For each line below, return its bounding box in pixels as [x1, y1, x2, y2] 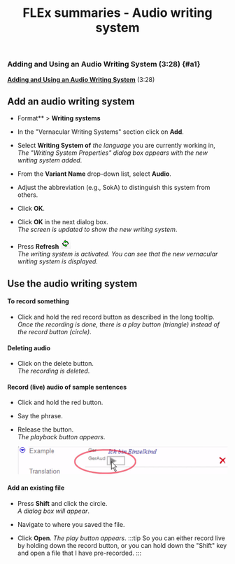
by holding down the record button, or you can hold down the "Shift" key [17, 541, 227, 549]
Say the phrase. [17, 412, 63, 420]
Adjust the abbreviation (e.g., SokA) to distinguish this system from [17, 184, 211, 192]
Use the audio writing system [7, 277, 138, 289]
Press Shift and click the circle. [17, 499, 108, 507]
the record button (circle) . [17, 327, 92, 336]
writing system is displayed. [17, 257, 98, 266]
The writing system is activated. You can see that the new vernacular [17, 250, 218, 259]
